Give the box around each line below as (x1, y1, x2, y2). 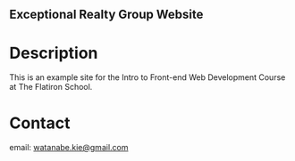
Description (9, 43, 98, 63)
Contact (9, 113, 71, 133)
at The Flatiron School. (9, 82, 93, 93)
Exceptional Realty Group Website (9, 7, 204, 22)
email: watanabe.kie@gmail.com (9, 142, 129, 153)
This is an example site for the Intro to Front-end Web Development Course (9, 72, 286, 83)
